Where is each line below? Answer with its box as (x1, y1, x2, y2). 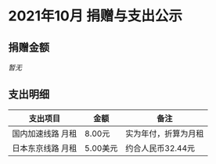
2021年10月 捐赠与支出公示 (8, 7, 182, 25)
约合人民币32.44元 (124, 142, 196, 153)
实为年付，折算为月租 (124, 128, 204, 139)
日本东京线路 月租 (12, 142, 77, 153)
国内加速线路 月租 (12, 128, 77, 139)
